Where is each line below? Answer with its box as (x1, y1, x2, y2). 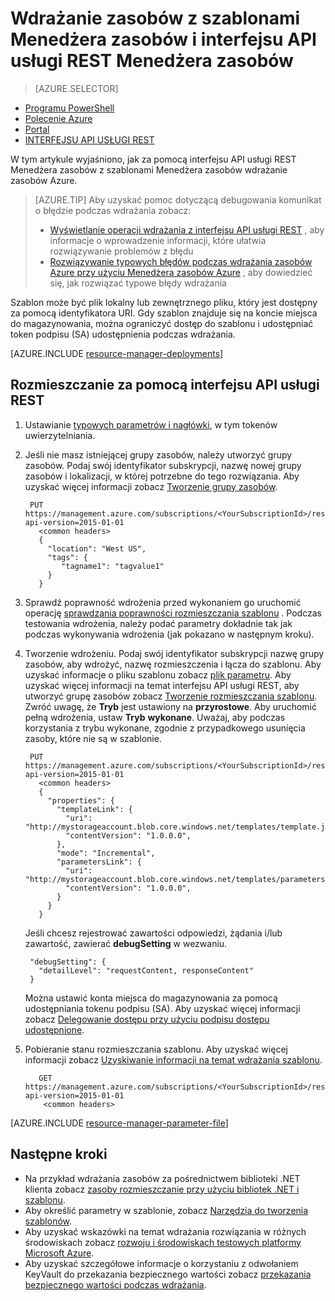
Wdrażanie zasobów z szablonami (10, 7, 301, 30)
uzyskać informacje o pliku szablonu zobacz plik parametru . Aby (24, 668, 292, 681)
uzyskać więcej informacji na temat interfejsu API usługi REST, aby (24, 679, 300, 691)
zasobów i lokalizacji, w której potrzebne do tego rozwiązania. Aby (24, 470, 300, 482)
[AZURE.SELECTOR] (34, 82, 119, 94)
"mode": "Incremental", (56, 848, 156, 858)
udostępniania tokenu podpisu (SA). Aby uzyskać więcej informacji (24, 1002, 301, 1014)
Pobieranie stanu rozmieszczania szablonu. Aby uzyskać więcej (24, 1043, 288, 1055)
